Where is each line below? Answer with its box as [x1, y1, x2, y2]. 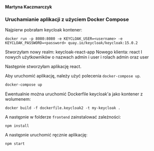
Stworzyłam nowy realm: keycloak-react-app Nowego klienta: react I [5, 49, 142, 55]
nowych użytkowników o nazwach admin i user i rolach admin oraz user [5, 54, 149, 60]
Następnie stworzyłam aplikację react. [5, 63, 82, 69]
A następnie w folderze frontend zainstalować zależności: [5, 114, 121, 120]
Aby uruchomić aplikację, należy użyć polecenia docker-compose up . [5, 73, 141, 78]
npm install [5, 123, 29, 128]
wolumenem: [5, 96, 31, 102]
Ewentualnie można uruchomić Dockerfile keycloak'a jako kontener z [5, 91, 143, 97]
